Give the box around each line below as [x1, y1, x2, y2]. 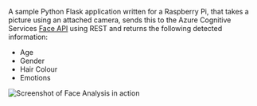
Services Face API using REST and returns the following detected [8, 24, 223, 33]
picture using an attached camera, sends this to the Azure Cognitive [8, 15, 232, 25]
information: [8, 32, 49, 41]
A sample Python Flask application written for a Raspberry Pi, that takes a [8, 7, 249, 16]
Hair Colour [19, 65, 58, 74]
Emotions [19, 73, 51, 82]
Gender [19, 56, 45, 65]
